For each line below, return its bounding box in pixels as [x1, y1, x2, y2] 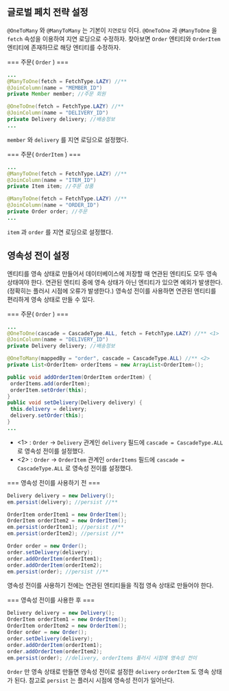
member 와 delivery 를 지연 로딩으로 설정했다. [7, 135, 129, 144]
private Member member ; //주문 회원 [7, 91, 106, 98]
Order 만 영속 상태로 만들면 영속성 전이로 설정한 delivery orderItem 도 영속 [7, 668, 210, 676]
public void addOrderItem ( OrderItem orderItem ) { [7, 374, 152, 381]
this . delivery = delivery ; [10, 406, 88, 413]
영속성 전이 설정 [7, 250, 70, 262]
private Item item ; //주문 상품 [7, 183, 94, 190]
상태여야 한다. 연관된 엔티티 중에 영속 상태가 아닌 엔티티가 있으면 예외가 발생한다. [7, 277, 223, 286]
